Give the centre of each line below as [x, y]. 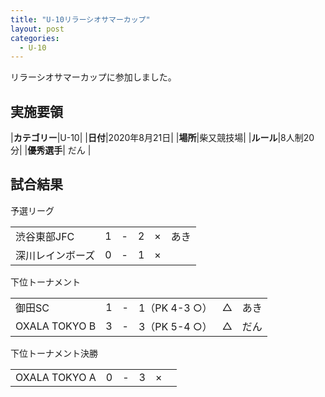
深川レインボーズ [55, 255]
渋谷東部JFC [45, 236]
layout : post [37, 29]
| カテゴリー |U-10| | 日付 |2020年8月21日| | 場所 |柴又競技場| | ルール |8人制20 [162, 138]
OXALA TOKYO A [56, 377]
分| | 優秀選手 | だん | [51, 150]
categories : [35, 38]
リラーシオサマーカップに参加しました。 [93, 77]
